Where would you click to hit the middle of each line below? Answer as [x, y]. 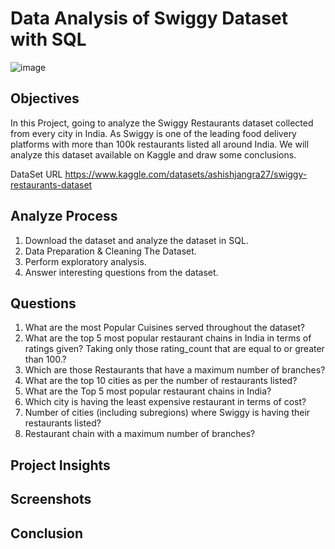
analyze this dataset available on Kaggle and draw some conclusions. [153, 154]
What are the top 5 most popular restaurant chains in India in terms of [168, 338]
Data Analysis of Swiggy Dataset [149, 18]
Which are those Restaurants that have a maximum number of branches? [175, 370]
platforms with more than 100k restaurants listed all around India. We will [160, 144]
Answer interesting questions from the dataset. [121, 272]
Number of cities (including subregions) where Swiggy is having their [167, 413]
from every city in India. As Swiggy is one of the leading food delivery [153, 133]
